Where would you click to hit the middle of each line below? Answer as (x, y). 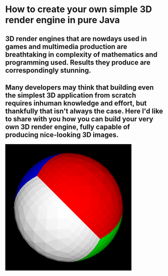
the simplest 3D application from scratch (71, 95)
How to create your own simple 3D (79, 9)
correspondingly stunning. (48, 70)
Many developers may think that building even (79, 87)
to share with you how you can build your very (79, 119)
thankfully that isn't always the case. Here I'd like (84, 111)
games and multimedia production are (66, 47)
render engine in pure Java (63, 20)
